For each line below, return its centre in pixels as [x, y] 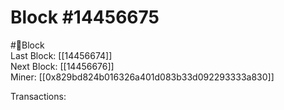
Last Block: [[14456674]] [61, 55]
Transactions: [38, 96]
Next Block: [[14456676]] [62, 66]
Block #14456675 [85, 17]
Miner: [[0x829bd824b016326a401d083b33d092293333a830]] [142, 77]
